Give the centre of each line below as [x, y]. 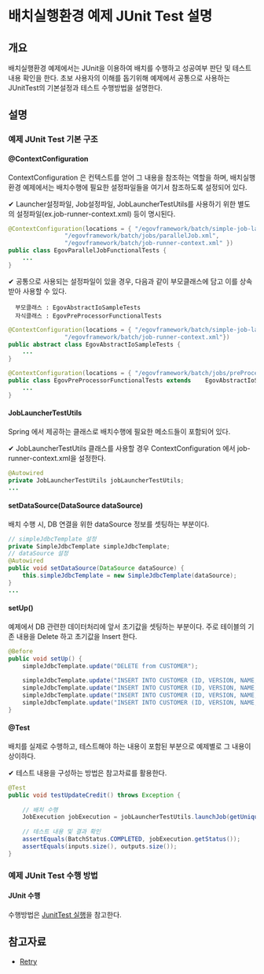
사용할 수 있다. [44, 291]
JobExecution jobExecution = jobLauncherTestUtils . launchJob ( [126, 817]
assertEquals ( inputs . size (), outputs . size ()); [100, 846]
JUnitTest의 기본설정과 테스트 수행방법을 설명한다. [85, 88]
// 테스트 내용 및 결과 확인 [62, 832]
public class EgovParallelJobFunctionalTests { [88, 251]
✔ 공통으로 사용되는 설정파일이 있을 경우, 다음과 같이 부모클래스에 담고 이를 [123, 281]
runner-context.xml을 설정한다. [57, 458]
